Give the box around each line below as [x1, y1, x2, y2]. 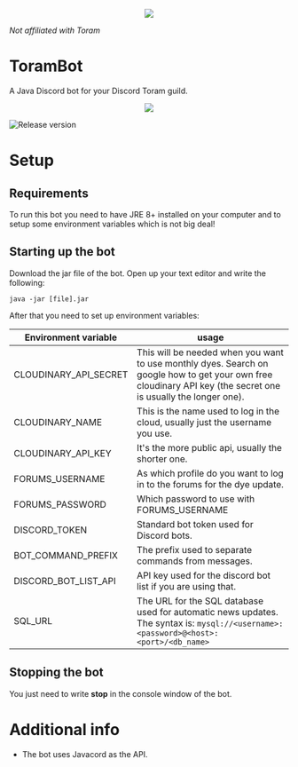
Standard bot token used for [137, 518, 255, 530]
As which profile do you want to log [137, 467, 284, 479]
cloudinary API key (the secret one [137, 379, 281, 391]
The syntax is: [137, 617, 195, 629]
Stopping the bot [9, 665, 104, 680]
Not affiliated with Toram [9, 25, 100, 36]
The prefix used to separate [137, 543, 253, 556]
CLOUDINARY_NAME [13, 415, 103, 428]
